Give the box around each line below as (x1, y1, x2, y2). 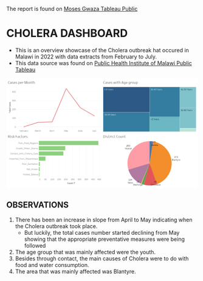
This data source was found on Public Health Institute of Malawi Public (15, 59, 193, 66)
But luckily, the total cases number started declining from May (24, 229, 180, 236)
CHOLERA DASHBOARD (6, 27, 128, 40)
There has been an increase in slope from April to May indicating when (15, 216, 193, 223)
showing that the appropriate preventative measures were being (24, 235, 185, 243)
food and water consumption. (15, 261, 89, 268)
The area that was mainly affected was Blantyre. (15, 268, 136, 275)
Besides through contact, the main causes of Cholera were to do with (15, 255, 189, 262)
